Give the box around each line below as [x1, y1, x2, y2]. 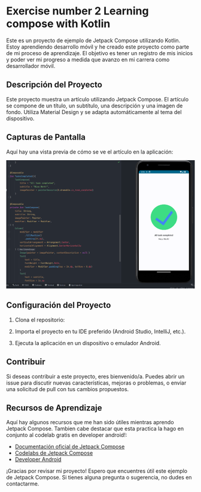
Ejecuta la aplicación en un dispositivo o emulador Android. [14, 339, 162, 346]
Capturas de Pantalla [6, 132, 86, 142]
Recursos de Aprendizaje [6, 403, 103, 413]
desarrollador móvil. [6, 62, 56, 70]
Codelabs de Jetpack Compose [14, 449, 93, 457]
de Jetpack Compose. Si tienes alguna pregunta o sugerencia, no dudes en [6, 474, 193, 481]
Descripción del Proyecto [6, 80, 103, 90]
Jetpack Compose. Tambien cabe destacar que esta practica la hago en [6, 425, 184, 433]
